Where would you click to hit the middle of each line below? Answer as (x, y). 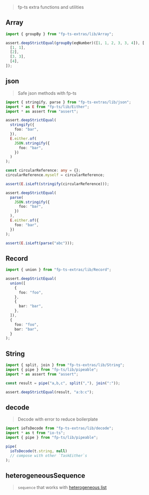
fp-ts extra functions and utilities (51, 7)
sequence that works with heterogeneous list (62, 488)
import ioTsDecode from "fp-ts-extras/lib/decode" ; (60, 428)
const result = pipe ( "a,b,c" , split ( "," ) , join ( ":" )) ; (63, 383)
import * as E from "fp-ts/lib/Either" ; (48, 107)
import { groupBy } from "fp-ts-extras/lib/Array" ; (60, 34)
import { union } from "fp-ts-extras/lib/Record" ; (59, 270)
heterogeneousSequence (45, 476)
